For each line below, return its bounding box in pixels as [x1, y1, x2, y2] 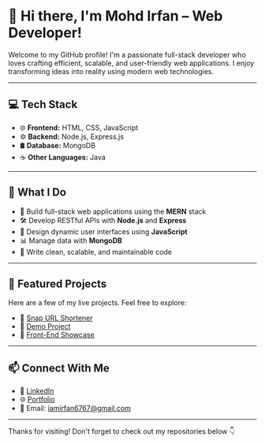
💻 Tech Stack [8, 98, 78, 111]
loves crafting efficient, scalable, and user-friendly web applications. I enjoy [8, 58, 255, 68]
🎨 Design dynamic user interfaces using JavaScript [19, 226, 188, 236]
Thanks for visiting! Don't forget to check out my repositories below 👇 [8, 427, 235, 436]
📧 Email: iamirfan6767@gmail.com [19, 404, 132, 413]
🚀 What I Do [8, 185, 67, 200]
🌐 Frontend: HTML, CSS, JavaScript [19, 122, 139, 132]
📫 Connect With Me [8, 361, 110, 375]
